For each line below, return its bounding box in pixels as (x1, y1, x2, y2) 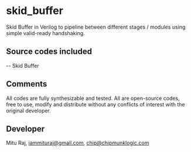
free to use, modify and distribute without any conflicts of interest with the (6, 101, 186, 108)
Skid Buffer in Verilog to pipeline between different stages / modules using (6, 23, 186, 30)
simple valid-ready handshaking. (6, 29, 85, 36)
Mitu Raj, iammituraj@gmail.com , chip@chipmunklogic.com (6, 139, 149, 147)
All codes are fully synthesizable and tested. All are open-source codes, (6, 95, 180, 102)
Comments (6, 79, 47, 89)
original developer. (6, 107, 51, 114)
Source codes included (6, 47, 93, 57)
